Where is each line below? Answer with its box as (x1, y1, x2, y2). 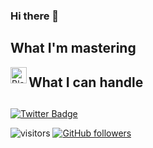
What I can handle (28, 74, 144, 91)
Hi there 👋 (10, 9, 60, 23)
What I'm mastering (10, 40, 137, 57)
